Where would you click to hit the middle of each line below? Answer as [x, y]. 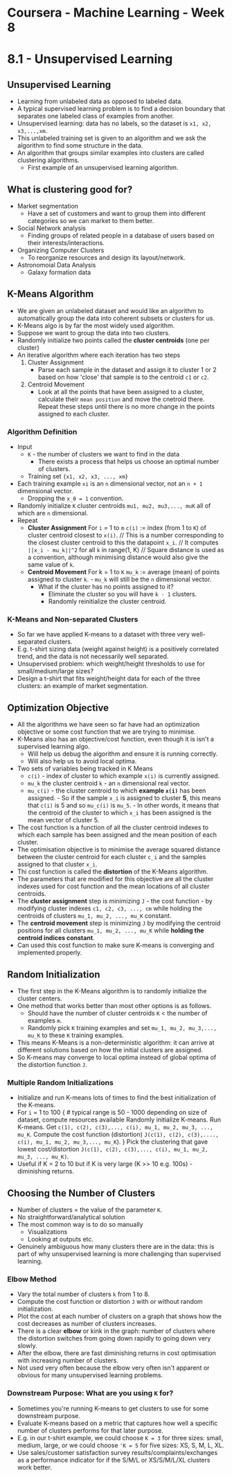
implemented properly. [50, 953]
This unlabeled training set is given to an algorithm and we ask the [111, 138]
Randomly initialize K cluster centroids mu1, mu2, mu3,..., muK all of [114, 506]
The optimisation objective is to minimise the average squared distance [119, 849]
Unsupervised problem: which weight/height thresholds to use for [111, 664]
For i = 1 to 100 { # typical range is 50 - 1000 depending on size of [112, 1113]
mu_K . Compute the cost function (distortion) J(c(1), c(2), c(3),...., [118, 1135]
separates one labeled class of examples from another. [96, 116]
